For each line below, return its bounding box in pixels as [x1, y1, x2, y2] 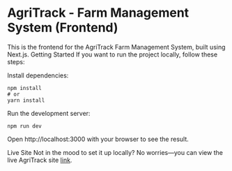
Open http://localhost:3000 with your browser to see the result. [7, 135, 190, 143]
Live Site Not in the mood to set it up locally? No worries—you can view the [7, 148, 223, 156]
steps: [7, 57, 25, 66]
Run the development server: [7, 109, 91, 117]
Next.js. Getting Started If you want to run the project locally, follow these [7, 50, 218, 59]
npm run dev [7, 122, 42, 130]
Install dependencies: [7, 71, 69, 80]
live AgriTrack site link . [7, 156, 72, 164]
